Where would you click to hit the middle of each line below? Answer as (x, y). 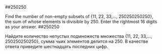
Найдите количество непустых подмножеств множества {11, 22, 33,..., (79, 36)
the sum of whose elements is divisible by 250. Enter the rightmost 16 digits (81, 22)
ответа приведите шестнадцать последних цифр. (57, 46)
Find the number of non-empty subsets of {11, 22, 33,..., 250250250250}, (79, 16)
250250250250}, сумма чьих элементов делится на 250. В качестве (77, 41)
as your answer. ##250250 (32, 27)
